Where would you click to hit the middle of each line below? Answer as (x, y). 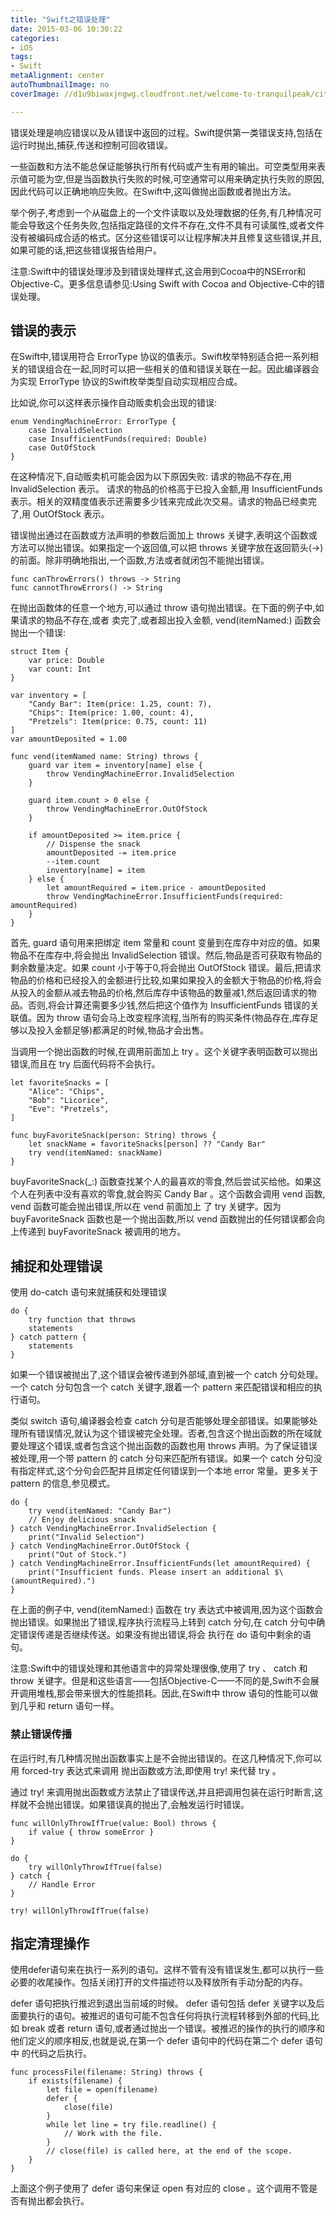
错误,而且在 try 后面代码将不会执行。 (85, 1064)
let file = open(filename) (102, 2090)
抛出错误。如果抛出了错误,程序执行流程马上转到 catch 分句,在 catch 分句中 (163, 1622)
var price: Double (66, 661)
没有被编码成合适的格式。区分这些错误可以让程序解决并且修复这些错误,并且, (166, 237)
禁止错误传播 (41, 1734)
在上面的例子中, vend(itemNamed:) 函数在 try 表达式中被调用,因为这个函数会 (167, 1610)
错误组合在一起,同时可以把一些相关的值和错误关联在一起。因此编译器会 (173, 369)
